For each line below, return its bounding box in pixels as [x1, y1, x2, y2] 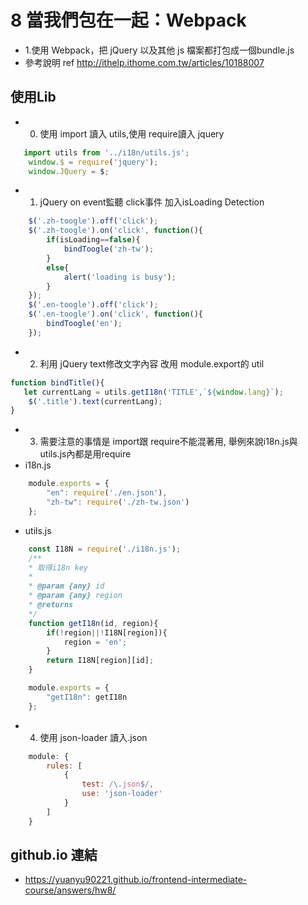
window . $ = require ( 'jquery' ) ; [28, 157, 159, 167]
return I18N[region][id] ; [46, 656, 155, 666]
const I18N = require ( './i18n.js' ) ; [28, 544, 182, 554]
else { [46, 262, 70, 273]
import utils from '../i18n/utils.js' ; [23, 147, 190, 158]
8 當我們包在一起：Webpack [10, 9, 247, 32]
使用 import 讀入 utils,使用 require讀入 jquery [39, 127, 225, 140]
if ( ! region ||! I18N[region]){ [46, 627, 168, 638]
